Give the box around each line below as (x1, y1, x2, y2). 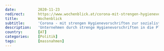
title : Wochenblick (5, 16, 62, 21)
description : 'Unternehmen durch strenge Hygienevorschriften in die (5, 25, 154, 30)
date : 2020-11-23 (5, 7, 60, 12)
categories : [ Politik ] (5, 34, 58, 39)
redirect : (5, 12, 25, 17)
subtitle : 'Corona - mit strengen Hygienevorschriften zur (5, 20, 139, 26)
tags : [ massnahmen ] (5, 39, 64, 44)
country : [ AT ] (5, 30, 47, 34)
